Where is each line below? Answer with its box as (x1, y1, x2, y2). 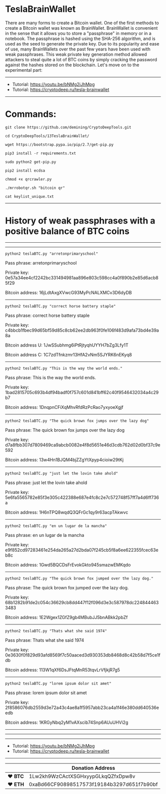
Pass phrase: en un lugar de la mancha (5, 532, 84, 538)
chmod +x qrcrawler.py (5, 176, 52, 181)
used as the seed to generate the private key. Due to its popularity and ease (5, 41, 160, 46)
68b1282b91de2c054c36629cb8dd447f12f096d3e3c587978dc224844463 (5, 599, 159, 605)
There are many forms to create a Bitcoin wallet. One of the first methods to (5, 20, 159, 26)
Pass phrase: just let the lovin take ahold (5, 480, 87, 485)
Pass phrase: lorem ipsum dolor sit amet (5, 690, 87, 696)
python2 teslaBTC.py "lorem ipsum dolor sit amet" (5, 681, 112, 686)
